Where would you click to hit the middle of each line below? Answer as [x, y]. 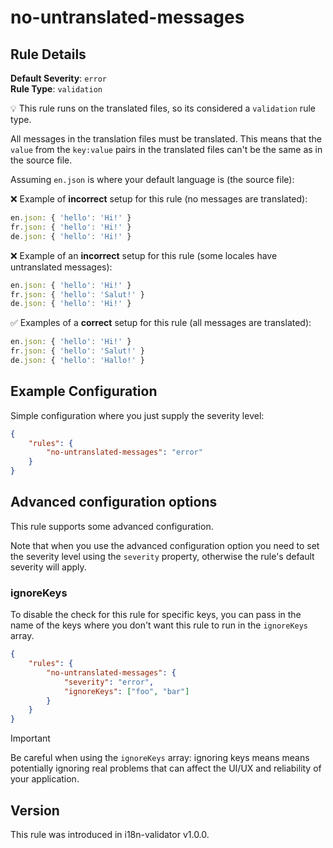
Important [30, 738]
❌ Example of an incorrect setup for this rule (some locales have [144, 255]
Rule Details [48, 54]
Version [35, 810]
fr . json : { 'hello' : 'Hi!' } [71, 227]
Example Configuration [84, 391]
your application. [45, 779]
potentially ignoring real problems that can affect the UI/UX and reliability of [166, 768]
